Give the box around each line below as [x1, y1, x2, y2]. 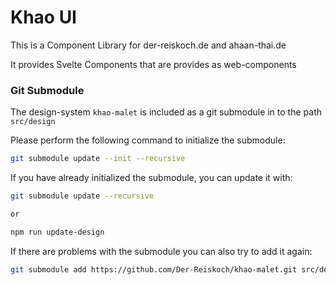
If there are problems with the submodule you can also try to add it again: [10, 245, 313, 257]
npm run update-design [10, 227, 105, 237]
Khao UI [10, 6, 77, 29]
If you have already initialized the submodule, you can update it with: [10, 172, 293, 184]
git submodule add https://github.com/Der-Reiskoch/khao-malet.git [10, 264, 298, 275]
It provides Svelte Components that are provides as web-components [10, 58, 297, 70]
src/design [10, 117, 56, 127]
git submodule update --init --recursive [10, 154, 186, 164]
